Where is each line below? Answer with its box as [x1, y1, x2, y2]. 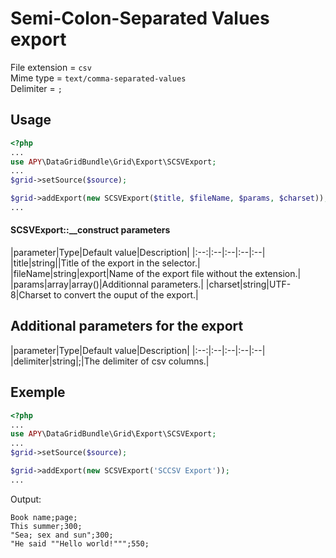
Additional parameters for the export [10, 318, 244, 335]
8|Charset [10, 289, 52, 301]
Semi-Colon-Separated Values [10, 7, 270, 30]
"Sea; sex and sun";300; [10, 530, 114, 540]
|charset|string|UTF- [205, 278, 292, 291]
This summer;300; [10, 521, 83, 531]
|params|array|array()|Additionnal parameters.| [10, 278, 204, 291]
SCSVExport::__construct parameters [10, 224, 171, 236]
